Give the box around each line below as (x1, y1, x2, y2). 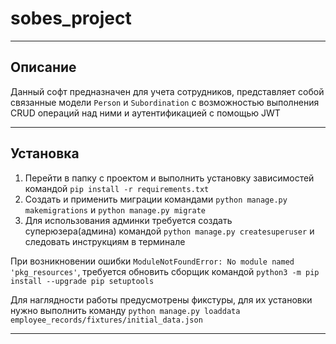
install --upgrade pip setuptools (10, 276, 155, 286)
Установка (10, 145, 80, 162)
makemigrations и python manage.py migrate (24, 203, 206, 216)
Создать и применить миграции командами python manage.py (24, 193, 288, 205)
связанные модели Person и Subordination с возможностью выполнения (10, 96, 320, 108)
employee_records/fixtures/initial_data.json (10, 315, 203, 325)
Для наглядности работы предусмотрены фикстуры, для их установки (10, 293, 313, 306)
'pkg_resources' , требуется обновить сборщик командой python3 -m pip (10, 265, 320, 277)
